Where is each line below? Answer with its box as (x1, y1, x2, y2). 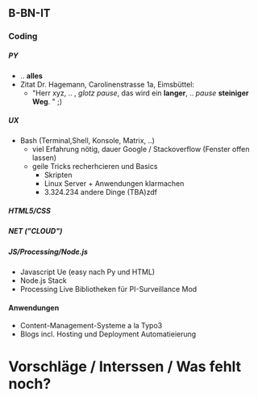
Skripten (44, 170, 73, 180)
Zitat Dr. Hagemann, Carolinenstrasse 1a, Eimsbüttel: (19, 80, 195, 90)
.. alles (19, 71, 43, 81)
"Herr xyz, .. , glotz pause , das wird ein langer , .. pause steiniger (31, 88, 249, 98)
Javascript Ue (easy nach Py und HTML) (19, 267, 156, 277)
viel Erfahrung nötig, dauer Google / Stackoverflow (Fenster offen (31, 145, 250, 154)
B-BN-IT (8, 6, 51, 20)
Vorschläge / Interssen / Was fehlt (8, 357, 242, 376)
